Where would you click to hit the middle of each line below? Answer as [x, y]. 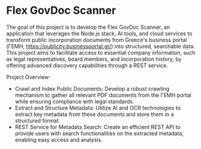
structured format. [37, 120]
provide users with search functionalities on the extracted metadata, [99, 133]
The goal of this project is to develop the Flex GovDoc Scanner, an [88, 27]
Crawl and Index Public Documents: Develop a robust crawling [92, 88]
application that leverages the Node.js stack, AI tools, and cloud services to [99, 33]
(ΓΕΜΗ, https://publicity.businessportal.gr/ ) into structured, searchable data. [100, 46]
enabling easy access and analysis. [59, 139]
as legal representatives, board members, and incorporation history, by [94, 59]
